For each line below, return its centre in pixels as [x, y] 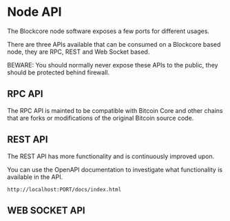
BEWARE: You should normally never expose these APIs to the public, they [113, 65]
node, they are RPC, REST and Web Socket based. [79, 52]
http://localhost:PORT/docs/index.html [64, 189]
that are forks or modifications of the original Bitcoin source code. [101, 118]
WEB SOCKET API [46, 210]
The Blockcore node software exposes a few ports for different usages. [108, 31]
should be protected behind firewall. [59, 72]
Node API [34, 12]
